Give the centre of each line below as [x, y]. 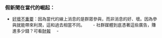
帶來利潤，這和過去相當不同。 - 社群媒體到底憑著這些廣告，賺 [90, 25]
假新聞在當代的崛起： [30, 7]
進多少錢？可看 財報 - [35, 31]
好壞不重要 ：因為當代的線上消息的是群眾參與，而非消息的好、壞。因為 [82, 19]
